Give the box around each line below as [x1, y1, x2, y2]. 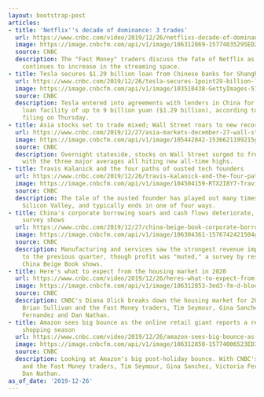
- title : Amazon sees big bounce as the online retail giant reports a [8, 318, 247, 326]
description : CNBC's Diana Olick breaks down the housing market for [15, 296, 247, 304]
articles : [8, 19, 41, 27]
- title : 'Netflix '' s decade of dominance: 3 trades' [8, 26, 189, 34]
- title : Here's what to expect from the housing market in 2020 [8, 267, 226, 275]
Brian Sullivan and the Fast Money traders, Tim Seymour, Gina [22, 303, 234, 311]
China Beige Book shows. [22, 260, 104, 268]
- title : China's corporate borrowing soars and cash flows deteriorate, [8, 209, 255, 217]
